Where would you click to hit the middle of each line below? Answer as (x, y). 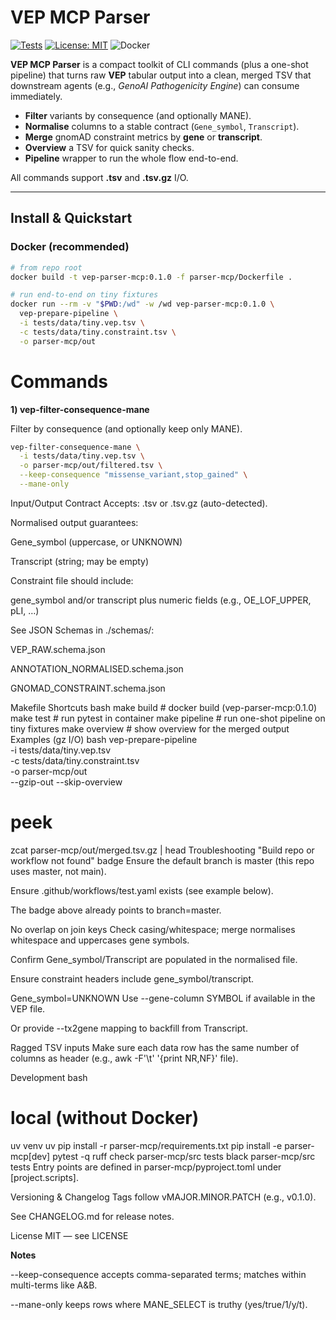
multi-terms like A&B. (54, 1285)
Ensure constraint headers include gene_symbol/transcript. (132, 978)
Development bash (49, 1077)
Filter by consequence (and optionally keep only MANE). (126, 428)
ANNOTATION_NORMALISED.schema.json (97, 668)
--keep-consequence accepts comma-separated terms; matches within (158, 1274)
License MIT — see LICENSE (69, 1235)
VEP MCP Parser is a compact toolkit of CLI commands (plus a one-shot (159, 64)
